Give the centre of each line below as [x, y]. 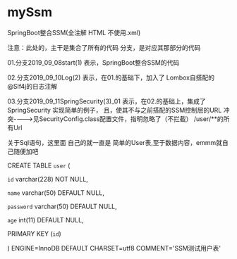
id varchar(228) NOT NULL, [48, 179]
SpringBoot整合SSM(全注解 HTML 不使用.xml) [74, 32]
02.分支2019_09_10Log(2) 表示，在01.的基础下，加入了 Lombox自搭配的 [111, 77]
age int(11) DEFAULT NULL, [45, 220]
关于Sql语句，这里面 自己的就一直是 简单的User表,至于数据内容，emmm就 [115, 142]
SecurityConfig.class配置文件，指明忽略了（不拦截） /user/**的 [131, 119]
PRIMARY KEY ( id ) [34, 234]
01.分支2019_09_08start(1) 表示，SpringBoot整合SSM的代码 [93, 62]
